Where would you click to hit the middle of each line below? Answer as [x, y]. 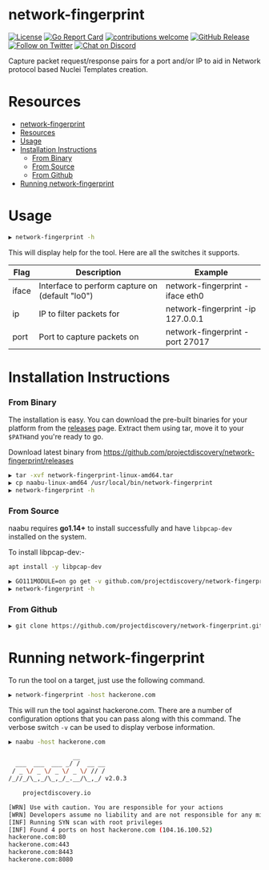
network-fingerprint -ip [211, 308]
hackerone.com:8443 [41, 852]
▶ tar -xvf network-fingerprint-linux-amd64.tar [91, 475]
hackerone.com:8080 [41, 860]
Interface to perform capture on [98, 286]
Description [98, 272]
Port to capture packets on [89, 336]
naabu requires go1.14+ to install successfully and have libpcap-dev [120, 528]
